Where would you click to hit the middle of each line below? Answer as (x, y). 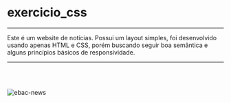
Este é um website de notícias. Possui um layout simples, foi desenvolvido (112, 38)
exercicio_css (47, 13)
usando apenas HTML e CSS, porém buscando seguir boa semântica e (108, 45)
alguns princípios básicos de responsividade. (71, 52)
